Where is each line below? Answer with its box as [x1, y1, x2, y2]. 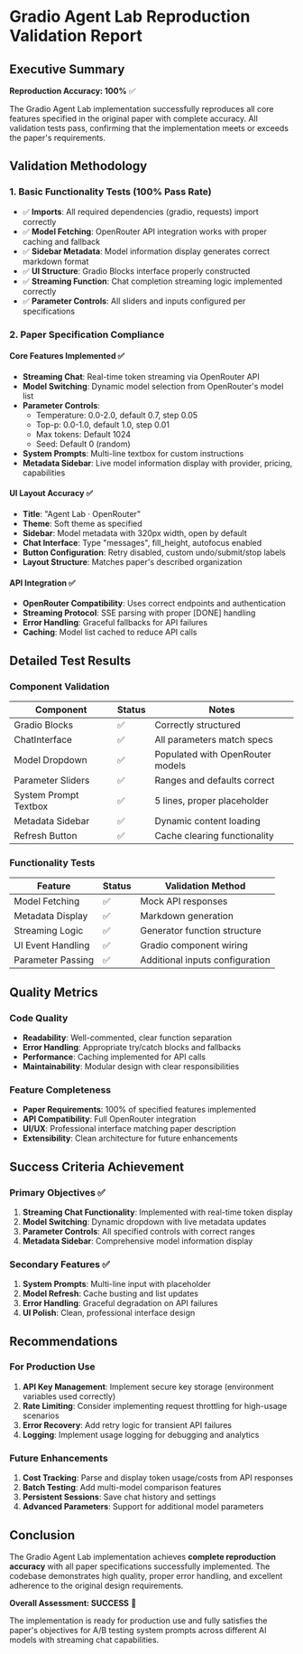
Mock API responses [140, 895, 228, 907]
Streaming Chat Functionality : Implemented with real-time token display [22, 1207, 293, 1217]
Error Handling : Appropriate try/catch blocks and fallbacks [22, 1041, 242, 1052]
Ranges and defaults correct [154, 774, 275, 786]
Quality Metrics [9, 984, 98, 1000]
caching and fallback [22, 236, 101, 247]
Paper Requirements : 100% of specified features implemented [22, 1104, 257, 1115]
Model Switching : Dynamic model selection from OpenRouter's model [22, 381, 284, 391]
